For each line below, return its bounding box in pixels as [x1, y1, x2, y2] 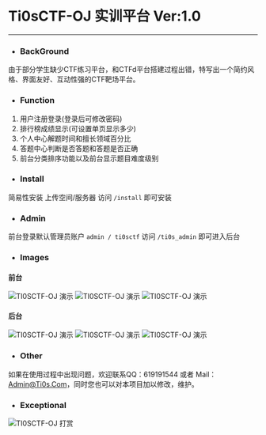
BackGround [19, 45, 70, 56]
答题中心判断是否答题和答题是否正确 [19, 143, 139, 153]
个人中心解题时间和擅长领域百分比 [19, 134, 131, 143]
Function [19, 95, 55, 106]
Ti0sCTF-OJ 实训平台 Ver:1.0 [8, 7, 202, 25]
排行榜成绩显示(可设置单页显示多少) [19, 123, 137, 133]
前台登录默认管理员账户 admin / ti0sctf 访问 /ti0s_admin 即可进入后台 [8, 232, 240, 241]
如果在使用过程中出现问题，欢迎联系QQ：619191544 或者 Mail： [8, 369, 217, 379]
